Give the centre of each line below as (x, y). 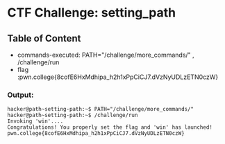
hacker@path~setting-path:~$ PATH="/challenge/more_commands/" (101, 109)
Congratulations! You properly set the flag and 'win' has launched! (110, 127)
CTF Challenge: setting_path (91, 13)
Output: (20, 95)
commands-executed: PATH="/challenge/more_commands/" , (106, 55)
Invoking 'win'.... (35, 121)
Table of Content (44, 38)
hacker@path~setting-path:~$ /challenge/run (73, 116)
